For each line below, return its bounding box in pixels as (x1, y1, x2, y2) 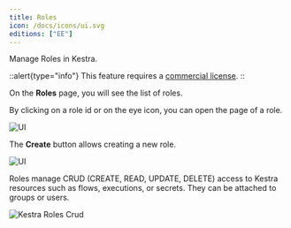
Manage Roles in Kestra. (9, 54, 98, 65)
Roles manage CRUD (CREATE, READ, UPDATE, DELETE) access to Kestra (9, 173, 279, 184)
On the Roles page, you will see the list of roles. (9, 87, 183, 98)
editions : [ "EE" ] (9, 29, 73, 38)
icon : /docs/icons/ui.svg (9, 21, 104, 30)
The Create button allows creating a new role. (9, 139, 177, 150)
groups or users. (9, 192, 70, 203)
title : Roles (9, 12, 57, 22)
